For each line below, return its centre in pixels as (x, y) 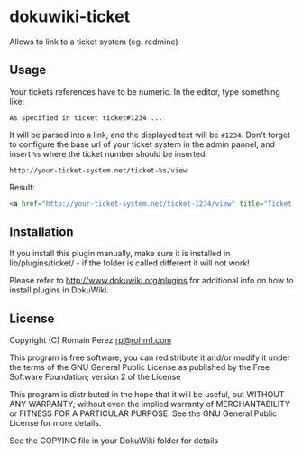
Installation (41, 232)
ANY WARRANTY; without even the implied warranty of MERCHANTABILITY (150, 404)
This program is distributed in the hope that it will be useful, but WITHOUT (147, 395)
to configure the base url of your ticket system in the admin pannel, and (142, 144)
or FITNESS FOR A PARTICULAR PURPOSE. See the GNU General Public (143, 413)
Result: (22, 187)
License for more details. (55, 423)
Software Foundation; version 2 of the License (95, 377)
